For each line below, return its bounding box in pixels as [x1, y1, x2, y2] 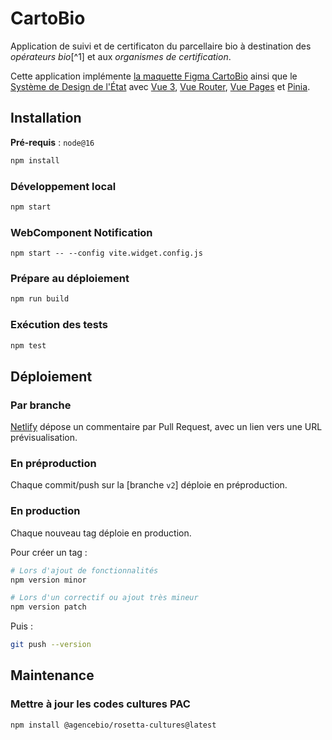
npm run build [10, 294, 70, 304]
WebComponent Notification [10, 225, 153, 239]
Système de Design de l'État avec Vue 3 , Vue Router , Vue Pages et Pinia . [10, 80, 311, 92]
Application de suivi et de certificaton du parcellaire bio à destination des [10, 40, 312, 52]
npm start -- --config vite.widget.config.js [10, 248, 203, 259]
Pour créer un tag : [10, 546, 88, 558]
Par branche [10, 398, 72, 412]
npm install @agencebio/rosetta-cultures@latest [10, 720, 217, 730]
